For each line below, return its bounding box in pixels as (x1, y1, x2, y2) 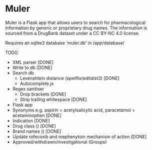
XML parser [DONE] (12, 59, 54, 65)
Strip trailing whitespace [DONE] (19, 96, 87, 102)
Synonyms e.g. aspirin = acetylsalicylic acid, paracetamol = (12, 107, 135, 113)
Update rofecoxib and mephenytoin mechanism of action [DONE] (12, 133, 147, 139)
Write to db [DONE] (12, 64, 52, 70)
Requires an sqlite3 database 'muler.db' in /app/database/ (5, 39, 125, 45)
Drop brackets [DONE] (19, 91, 66, 97)
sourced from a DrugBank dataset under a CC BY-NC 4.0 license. (5, 30, 140, 36)
